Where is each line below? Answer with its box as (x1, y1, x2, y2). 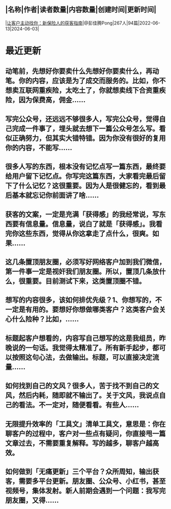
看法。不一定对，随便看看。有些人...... (18, 401, 139, 409)
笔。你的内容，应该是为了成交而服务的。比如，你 (5, 77, 159, 85)
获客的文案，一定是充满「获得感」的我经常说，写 (5, 210, 159, 219)
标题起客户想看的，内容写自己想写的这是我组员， (5, 334, 159, 343)
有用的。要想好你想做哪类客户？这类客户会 (25, 305, 159, 314)
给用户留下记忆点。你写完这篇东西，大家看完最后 (5, 172, 159, 181)
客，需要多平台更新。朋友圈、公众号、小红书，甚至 (5, 477, 166, 486)
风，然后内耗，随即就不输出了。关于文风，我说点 (5, 391, 159, 400)
